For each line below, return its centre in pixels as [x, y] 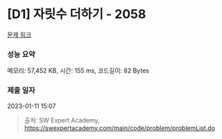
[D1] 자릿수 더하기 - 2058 [77, 14]
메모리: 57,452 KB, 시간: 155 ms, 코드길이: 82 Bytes [78, 71]
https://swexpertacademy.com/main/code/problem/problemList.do [120, 128]
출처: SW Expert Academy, [62, 120]
